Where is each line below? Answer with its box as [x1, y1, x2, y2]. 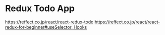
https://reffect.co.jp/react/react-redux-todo [5, 19, 94, 25]
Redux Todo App [5, 3, 75, 14]
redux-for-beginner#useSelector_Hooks [5, 24, 87, 30]
